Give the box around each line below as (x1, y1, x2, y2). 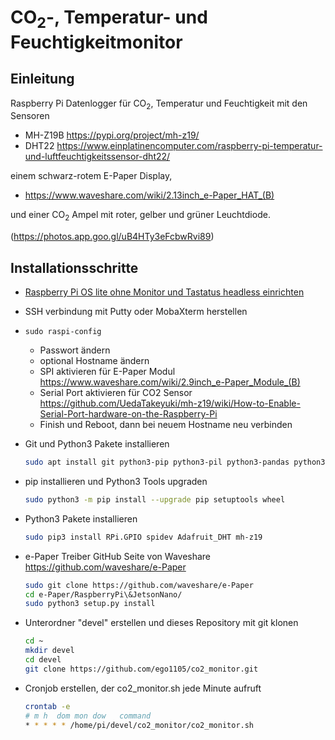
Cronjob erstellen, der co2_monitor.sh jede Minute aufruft (24, 682, 262, 694)
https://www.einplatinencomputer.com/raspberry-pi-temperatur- (56, 140, 323, 152)
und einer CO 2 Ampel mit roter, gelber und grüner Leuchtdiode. (10, 209, 271, 223)
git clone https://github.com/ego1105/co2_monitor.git (24, 664, 259, 674)
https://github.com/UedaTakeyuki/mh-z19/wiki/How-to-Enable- (39, 397, 301, 409)
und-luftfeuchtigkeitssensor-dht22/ (24, 151, 171, 163)
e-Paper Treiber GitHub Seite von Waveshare (24, 550, 212, 562)
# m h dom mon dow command (24, 711, 152, 721)
